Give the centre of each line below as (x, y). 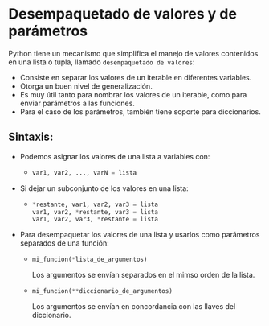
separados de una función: (65, 243)
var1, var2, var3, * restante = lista (95, 219)
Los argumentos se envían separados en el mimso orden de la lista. (143, 275)
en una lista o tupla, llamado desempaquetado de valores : (102, 62)
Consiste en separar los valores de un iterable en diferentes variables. (136, 77)
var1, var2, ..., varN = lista (84, 173)
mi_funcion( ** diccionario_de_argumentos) (102, 291)
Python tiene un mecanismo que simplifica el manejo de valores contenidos (133, 53)
